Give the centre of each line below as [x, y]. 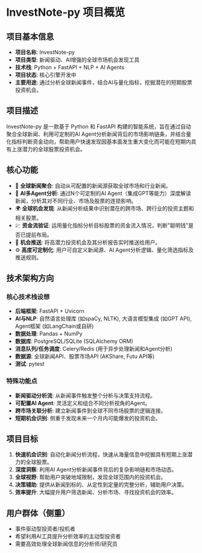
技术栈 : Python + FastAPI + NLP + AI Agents [70, 67]
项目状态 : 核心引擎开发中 [46, 75]
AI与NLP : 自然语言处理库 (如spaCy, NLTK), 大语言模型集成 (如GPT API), [103, 319]
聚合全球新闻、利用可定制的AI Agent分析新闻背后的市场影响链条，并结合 [96, 134]
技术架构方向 [30, 278]
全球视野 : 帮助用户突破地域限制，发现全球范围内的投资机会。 [90, 477]
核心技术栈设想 [28, 296]
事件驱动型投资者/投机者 [45, 529]
